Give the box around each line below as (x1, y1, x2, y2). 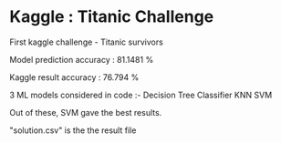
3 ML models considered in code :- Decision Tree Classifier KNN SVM (9, 89, 273, 100)
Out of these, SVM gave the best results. (9, 107, 162, 117)
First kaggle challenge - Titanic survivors (9, 36, 164, 47)
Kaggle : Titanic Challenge (9, 6, 214, 27)
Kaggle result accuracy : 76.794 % (9, 71, 140, 83)
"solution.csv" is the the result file (9, 125, 137, 136)
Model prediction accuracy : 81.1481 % (9, 54, 154, 65)
